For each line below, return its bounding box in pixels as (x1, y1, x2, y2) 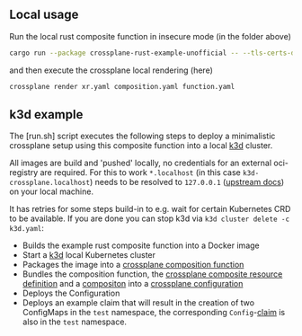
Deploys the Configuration (22, 287, 120, 299)
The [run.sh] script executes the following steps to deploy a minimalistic (9, 130, 276, 142)
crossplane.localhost (9, 179, 91, 188)
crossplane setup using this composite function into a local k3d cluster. (9, 140, 273, 151)
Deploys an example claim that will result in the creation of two (22, 297, 254, 308)
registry (9, 167, 39, 178)
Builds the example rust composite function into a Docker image (22, 240, 260, 251)
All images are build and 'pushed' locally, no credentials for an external (9, 157, 272, 169)
